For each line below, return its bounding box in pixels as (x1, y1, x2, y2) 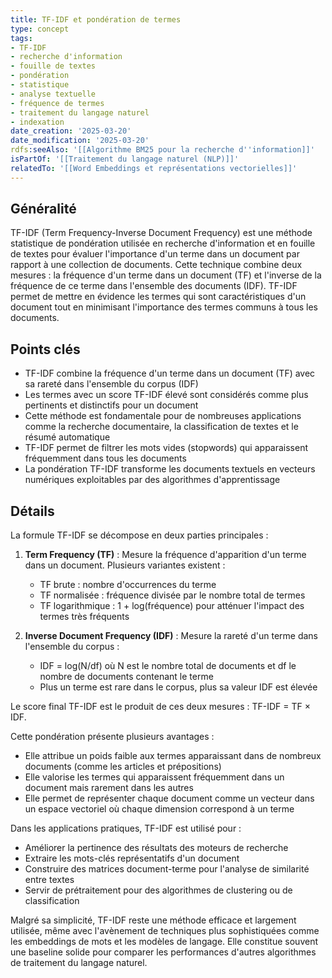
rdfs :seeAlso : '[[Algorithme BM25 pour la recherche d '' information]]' (10, 145, 315, 155)
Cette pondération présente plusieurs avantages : (10, 731, 215, 743)
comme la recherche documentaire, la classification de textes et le (24, 421, 299, 433)
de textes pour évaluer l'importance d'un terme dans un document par (10, 248, 300, 260)
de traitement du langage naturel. (10, 957, 148, 969)
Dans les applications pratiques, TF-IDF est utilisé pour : (10, 822, 242, 835)
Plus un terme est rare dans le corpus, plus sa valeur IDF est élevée (39, 681, 318, 693)
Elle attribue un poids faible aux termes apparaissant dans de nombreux (24, 750, 322, 762)
